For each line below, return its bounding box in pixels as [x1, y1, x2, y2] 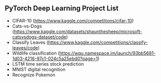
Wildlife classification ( [12, 50, 60, 56]
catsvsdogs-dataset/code [12, 34, 67, 40]
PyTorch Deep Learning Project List [5, 4, 119, 13]
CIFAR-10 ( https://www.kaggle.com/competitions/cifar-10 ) [12, 17, 134, 23]
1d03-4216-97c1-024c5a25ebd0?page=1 [12, 56, 98, 62]
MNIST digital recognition [12, 66, 66, 72]
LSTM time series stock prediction [12, 61, 84, 67]
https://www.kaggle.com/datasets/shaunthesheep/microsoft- [14, 28, 143, 35]
